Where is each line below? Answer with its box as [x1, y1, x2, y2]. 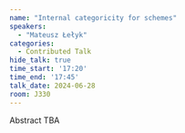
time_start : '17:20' [9, 65, 88, 74]
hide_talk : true [9, 56, 71, 65]
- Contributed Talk [17, 47, 92, 56]
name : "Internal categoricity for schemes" [9, 13, 178, 23]
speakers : [9, 22, 47, 31]
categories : [9, 38, 55, 48]
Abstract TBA [9, 115, 60, 126]
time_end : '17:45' [9, 73, 79, 82]
